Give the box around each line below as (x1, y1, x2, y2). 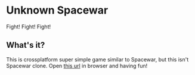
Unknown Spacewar (6, 4, 109, 17)
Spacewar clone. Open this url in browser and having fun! (6, 62, 148, 69)
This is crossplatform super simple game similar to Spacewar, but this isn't (6, 56, 189, 63)
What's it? (6, 40, 45, 50)
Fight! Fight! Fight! (6, 23, 51, 30)
